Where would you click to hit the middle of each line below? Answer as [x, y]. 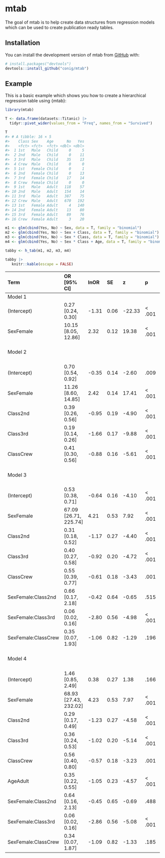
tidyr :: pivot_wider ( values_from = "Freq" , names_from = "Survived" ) [81, 124]
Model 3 [17, 475]
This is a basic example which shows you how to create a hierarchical [76, 95]
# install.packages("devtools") [38, 64]
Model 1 [17, 297]
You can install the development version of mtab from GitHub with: [72, 55]
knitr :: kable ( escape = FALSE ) [42, 264]
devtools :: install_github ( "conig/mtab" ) [47, 68]
